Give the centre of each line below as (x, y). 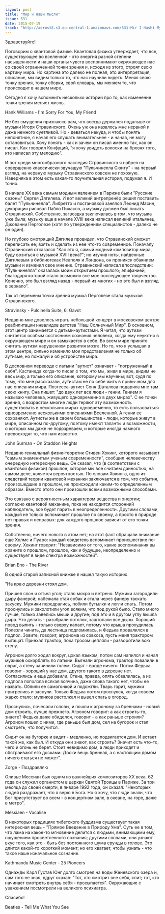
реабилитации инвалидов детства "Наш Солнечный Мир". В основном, (80, 325)
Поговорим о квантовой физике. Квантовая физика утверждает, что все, (82, 52)
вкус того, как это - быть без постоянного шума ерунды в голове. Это (79, 843)
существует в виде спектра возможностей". (52, 555)
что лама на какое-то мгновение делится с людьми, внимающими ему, (80, 832)
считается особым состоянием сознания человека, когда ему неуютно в (82, 336)
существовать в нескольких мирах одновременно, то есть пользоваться (82, 408)
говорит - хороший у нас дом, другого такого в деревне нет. (69, 671)
